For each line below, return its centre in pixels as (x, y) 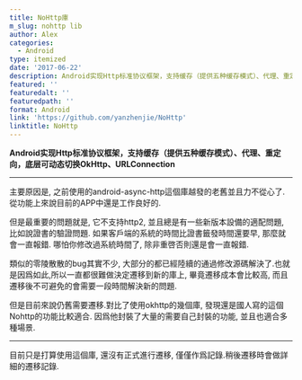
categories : (31, 43)
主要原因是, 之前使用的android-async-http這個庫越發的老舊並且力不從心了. (147, 191)
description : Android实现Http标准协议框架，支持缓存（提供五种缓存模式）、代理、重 (150, 76)
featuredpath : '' (42, 101)
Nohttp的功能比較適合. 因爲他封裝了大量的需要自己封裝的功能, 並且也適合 (145, 316)
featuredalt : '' (40, 93)
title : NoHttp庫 (39, 18)
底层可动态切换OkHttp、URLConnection (100, 164)
